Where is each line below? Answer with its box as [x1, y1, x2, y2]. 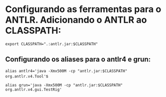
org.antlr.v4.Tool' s [5, 73, 49, 79]
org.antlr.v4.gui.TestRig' [5, 87, 62, 92]
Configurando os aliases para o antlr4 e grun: [5, 55, 151, 64]
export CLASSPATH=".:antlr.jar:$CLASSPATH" [5, 41, 98, 46]
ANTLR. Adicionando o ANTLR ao [5, 14, 147, 26]
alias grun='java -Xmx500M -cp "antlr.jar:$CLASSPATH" [5, 82, 123, 87]
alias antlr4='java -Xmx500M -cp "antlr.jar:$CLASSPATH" [5, 68, 128, 73]
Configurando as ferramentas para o [5, 4, 161, 15]
